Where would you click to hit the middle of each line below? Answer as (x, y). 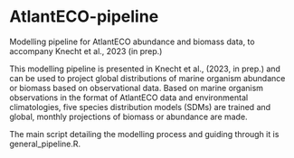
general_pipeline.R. (45, 144)
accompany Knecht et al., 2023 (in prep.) (86, 51)
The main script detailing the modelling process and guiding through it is (144, 134)
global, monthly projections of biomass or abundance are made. (128, 116)
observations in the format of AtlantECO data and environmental (129, 98)
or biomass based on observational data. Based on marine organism (137, 88)
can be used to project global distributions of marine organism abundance (147, 78)
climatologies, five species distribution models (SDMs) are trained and (140, 107)
